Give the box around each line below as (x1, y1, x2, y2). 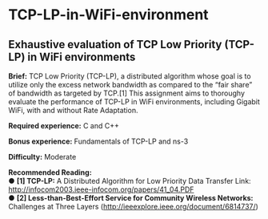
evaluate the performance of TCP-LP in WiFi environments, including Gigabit (8, 97, 260, 106)
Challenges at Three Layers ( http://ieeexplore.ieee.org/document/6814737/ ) (8, 202, 258, 211)
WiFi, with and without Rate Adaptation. (8, 106, 138, 115)
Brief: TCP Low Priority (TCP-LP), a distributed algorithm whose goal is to (8, 71, 251, 81)
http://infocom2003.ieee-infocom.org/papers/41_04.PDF (8, 185, 194, 194)
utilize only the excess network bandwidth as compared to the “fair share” (8, 80, 253, 89)
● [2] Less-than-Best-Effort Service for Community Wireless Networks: (8, 193, 254, 202)
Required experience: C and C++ (8, 121, 120, 130)
